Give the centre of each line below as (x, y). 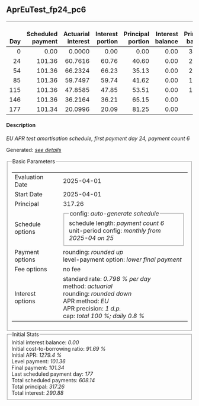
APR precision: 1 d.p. (92, 308)
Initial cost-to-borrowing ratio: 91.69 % (59, 349)
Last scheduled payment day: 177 (52, 374)
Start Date (28, 194)
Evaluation (29, 177)
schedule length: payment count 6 (117, 223)
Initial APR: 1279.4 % (37, 355)
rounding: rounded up (93, 252)
